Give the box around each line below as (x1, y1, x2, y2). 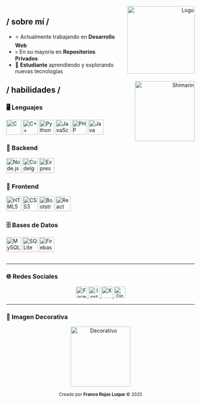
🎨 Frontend (6, 182, 39, 191)
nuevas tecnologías (14, 67, 63, 74)
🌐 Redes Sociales (6, 272, 58, 281)
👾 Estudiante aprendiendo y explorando (14, 61, 114, 68)
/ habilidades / (6, 85, 61, 95)
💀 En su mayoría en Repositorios (14, 48, 96, 55)
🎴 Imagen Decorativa (6, 312, 68, 321)
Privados (14, 55, 38, 62)
